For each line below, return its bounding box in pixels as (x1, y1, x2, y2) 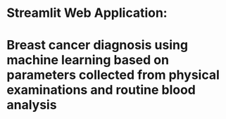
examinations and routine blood (6, 82, 196, 98)
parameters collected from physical (6, 67, 220, 83)
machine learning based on (6, 52, 170, 68)
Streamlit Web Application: (6, 5, 168, 21)
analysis (6, 97, 57, 113)
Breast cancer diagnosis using (6, 37, 188, 54)
